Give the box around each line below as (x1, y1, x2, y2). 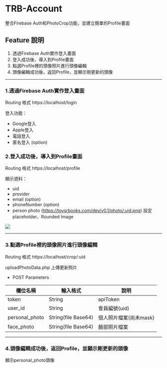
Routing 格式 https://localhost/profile (5, 165, 81, 171)
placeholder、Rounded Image (12, 214, 74, 220)
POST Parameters (12, 274, 49, 280)
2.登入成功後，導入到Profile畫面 (5, 153, 83, 160)
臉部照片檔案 (98, 323, 128, 330)
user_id (7, 304, 25, 311)
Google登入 (12, 121, 36, 127)
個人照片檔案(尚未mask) (98, 314, 155, 321)
